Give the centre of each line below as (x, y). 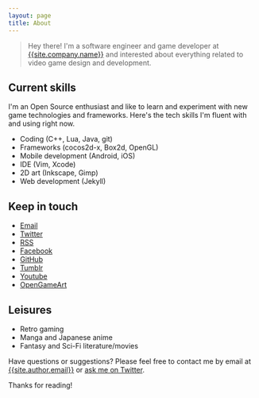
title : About (30, 23)
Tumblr (31, 268)
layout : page (30, 16)
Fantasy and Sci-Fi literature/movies (79, 345)
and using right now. (42, 123)
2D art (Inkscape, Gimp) (59, 173)
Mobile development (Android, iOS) (77, 156)
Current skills (43, 87)
